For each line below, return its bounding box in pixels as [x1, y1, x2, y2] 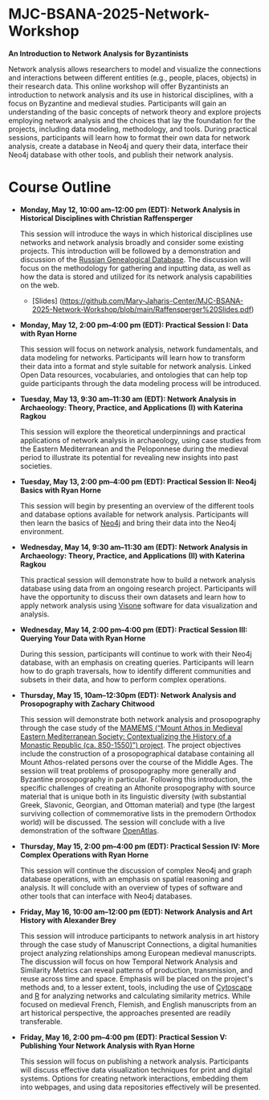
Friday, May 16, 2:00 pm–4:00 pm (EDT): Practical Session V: [19, 1032, 227, 1042]
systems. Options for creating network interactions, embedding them [19, 1073, 249, 1083]
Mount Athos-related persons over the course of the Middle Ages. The [19, 757, 254, 766]
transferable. [19, 1016, 63, 1026]
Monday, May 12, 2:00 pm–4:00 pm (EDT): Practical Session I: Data [19, 320, 249, 330]
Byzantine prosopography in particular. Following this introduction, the [19, 774, 253, 784]
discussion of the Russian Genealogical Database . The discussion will [19, 255, 251, 264]
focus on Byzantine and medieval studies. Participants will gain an [8, 98, 227, 108]
